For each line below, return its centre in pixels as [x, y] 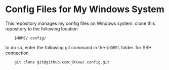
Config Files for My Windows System [85, 9]
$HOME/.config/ [30, 38]
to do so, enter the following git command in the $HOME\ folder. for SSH [78, 47]
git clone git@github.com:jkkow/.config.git [62, 62]
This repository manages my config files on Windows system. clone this [80, 23]
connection [17, 53]
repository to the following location [41, 28]
